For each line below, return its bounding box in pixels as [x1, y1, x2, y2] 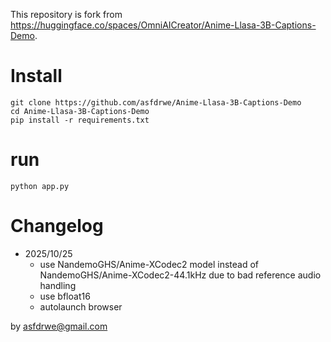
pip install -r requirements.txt [10, 115, 150, 125]
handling [39, 279, 77, 291]
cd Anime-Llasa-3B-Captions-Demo [10, 106, 150, 116]
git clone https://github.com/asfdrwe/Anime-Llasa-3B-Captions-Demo [10, 97, 302, 108]
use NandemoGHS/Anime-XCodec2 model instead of [39, 258, 260, 270]
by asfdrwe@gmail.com [10, 320, 108, 332]
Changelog [10, 215, 104, 238]
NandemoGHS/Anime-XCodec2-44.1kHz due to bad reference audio [39, 269, 322, 281]
